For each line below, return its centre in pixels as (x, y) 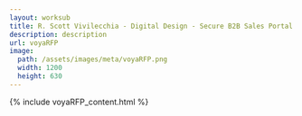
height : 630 (40, 76)
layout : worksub (40, 18)
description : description (58, 34)
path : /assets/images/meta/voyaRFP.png (93, 59)
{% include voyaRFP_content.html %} (79, 102)
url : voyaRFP (34, 43)
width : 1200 (40, 68)
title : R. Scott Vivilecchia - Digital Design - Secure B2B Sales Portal (151, 26)
